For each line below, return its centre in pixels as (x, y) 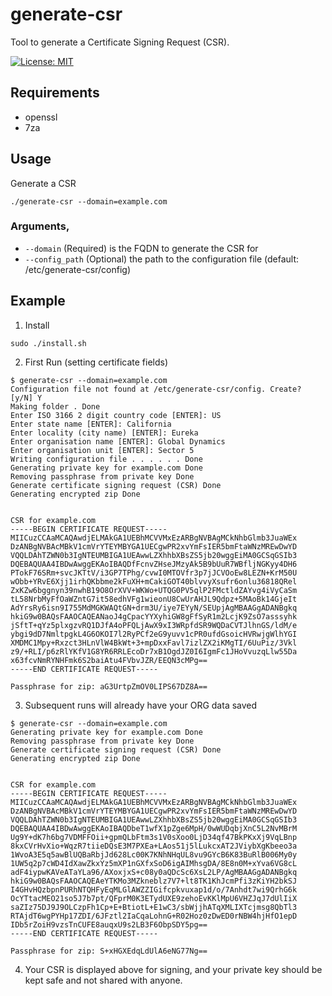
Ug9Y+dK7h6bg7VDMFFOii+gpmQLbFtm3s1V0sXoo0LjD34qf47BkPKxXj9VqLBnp (154, 837)
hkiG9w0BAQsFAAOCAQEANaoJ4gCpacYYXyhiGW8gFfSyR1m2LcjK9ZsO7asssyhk (154, 616)
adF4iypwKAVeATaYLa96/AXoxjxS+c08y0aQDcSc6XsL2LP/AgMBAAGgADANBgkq (154, 872)
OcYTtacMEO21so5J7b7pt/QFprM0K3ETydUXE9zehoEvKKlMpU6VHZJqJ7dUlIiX (154, 898)
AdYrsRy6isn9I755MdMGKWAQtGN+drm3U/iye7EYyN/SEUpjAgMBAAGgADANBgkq (154, 608)
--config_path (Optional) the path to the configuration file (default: (162, 259)
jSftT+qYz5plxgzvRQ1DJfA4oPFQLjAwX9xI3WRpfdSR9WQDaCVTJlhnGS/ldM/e (154, 625)
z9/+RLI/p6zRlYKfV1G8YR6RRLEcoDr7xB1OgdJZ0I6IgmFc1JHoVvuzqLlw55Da (154, 651)
